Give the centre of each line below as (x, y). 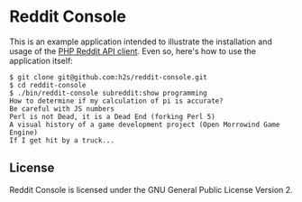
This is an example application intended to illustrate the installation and (141, 41)
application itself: (41, 60)
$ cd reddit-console (48, 85)
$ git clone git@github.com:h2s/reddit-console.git (108, 77)
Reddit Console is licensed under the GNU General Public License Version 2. (151, 189)
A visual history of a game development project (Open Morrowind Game (145, 124)
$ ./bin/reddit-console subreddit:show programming (108, 93)
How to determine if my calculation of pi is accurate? (116, 101)
